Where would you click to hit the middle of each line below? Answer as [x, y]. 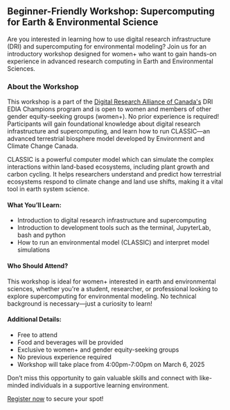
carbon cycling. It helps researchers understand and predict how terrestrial [114, 174]
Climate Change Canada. [43, 146]
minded [18, 385]
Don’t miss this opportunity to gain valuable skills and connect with [103, 377]
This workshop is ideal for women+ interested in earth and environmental [112, 281]
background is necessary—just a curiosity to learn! [80, 303]
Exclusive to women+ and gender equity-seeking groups [98, 350]
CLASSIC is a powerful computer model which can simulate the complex [110, 160]
